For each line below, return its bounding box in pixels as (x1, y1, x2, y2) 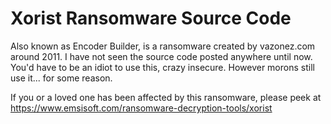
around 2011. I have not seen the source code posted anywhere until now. (10, 50, 313, 62)
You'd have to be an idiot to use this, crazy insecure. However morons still (10, 61, 315, 73)
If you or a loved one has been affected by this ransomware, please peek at (10, 91, 322, 103)
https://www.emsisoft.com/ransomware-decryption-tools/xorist (10, 102, 273, 114)
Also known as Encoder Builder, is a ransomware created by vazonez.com (10, 40, 316, 52)
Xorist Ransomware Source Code (10, 7, 292, 30)
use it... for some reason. (10, 72, 113, 84)
